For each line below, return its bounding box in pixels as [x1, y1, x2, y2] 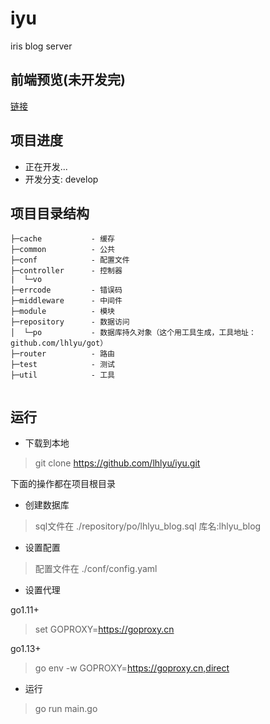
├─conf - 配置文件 [10, 255, 130, 266]
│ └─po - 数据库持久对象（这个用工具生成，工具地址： [10, 328, 257, 338]
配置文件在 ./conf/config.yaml [34, 563, 158, 575]
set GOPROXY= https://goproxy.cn [34, 623, 175, 636]
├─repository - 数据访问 [10, 317, 130, 327]
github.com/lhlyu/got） [10, 338, 108, 349]
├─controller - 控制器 [10, 266, 123, 276]
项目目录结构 [10, 205, 90, 222]
